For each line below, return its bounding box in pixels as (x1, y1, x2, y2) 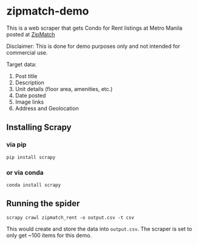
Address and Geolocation (15, 104, 79, 112)
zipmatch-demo (6, 4, 89, 18)
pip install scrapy (6, 154, 56, 160)
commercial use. (6, 49, 48, 56)
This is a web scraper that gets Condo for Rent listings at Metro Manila (6, 24, 183, 32)
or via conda (6, 168, 44, 176)
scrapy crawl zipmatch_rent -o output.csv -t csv (6, 214, 135, 221)
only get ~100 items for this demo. (6, 232, 92, 239)
